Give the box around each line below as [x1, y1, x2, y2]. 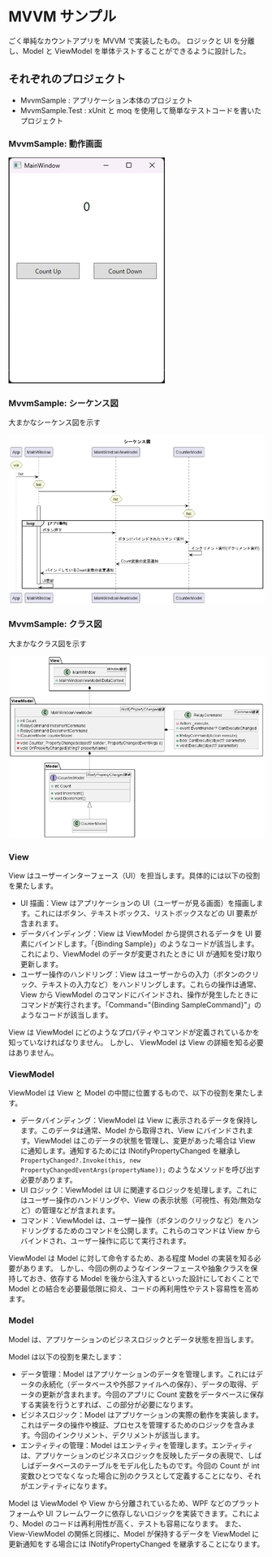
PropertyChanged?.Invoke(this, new [19, 1157, 141, 1165]
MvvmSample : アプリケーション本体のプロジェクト [19, 95, 193, 105]
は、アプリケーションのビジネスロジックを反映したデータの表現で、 [19, 1450, 248, 1460]
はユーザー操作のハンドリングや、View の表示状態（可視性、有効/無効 [19, 1196, 255, 1205]
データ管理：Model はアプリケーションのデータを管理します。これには [19, 1369, 257, 1379]
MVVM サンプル [8, 7, 117, 26]
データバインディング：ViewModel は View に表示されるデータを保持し [19, 1116, 258, 1126]
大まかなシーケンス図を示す [8, 418, 101, 427]
